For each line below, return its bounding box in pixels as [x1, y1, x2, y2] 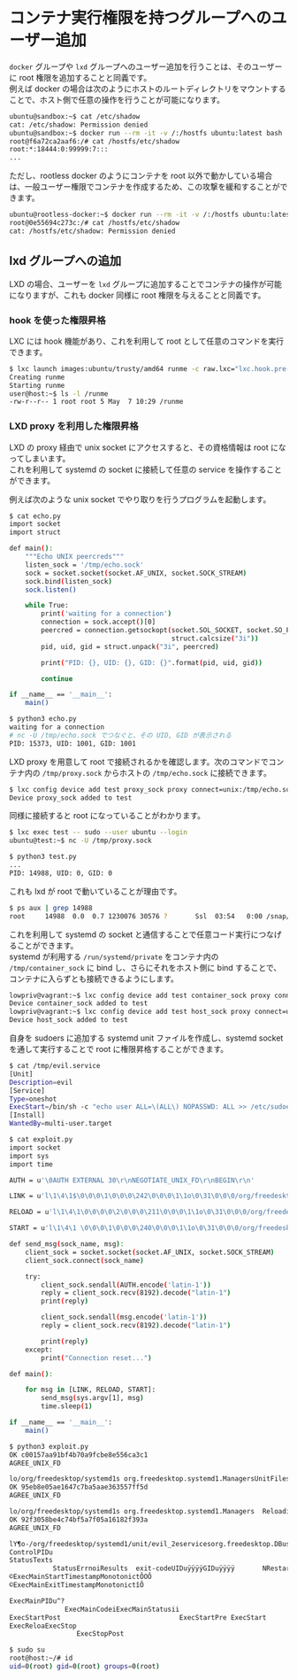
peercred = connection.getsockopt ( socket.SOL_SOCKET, [41, 626, 243, 635]
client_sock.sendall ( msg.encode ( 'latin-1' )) [41, 1312, 208, 1322]
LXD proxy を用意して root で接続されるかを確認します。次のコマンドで [9, 756, 270, 767]
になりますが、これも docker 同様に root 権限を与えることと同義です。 [9, 290, 266, 300]
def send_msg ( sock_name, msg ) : [9, 1240, 125, 1249]
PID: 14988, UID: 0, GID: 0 [9, 869, 113, 878]
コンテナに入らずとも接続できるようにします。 [9, 973, 179, 984]
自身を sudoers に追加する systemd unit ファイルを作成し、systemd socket [9, 1033, 284, 1043]
